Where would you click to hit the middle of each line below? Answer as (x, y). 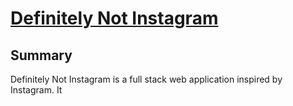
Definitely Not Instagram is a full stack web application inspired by (146, 79)
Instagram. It (36, 90)
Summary (41, 55)
